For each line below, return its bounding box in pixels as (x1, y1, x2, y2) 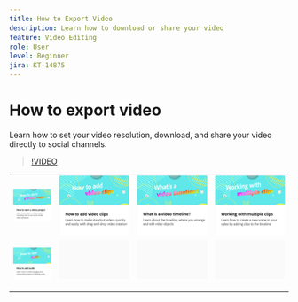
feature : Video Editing (9, 33, 98, 42)
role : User (9, 43, 50, 51)
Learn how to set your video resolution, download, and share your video (9, 129, 272, 140)
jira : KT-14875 (9, 61, 66, 70)
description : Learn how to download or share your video (9, 23, 224, 33)
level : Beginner (9, 51, 69, 61)
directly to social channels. (9, 138, 107, 150)
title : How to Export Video (9, 14, 114, 23)
